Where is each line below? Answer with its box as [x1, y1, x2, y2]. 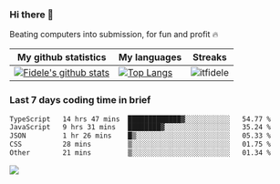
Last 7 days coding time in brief [9, 94, 151, 107]
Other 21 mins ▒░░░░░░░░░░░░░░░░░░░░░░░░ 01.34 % [9, 148, 272, 158]
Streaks [192, 51, 227, 64]
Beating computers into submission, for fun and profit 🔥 [9, 29, 219, 40]
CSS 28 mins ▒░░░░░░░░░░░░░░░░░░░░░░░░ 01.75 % [9, 140, 272, 149]
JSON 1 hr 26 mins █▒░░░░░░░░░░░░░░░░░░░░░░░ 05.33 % [9, 131, 272, 140]
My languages [118, 51, 182, 64]
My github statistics [16, 51, 107, 64]
